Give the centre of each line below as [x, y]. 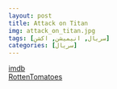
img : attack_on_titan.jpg [52, 30]
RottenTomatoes [36, 77]
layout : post [30, 16]
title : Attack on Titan [48, 23]
